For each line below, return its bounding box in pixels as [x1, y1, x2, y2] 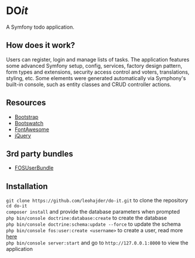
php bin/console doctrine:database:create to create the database [6, 215, 167, 222]
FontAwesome [14, 126, 50, 133]
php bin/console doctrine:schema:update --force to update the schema [6, 221, 181, 228]
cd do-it [6, 203, 28, 209]
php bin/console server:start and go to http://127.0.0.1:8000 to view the [6, 239, 189, 246]
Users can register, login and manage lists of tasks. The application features [6, 56, 190, 63]
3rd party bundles [6, 149, 73, 159]
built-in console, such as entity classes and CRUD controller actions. [6, 81, 172, 88]
